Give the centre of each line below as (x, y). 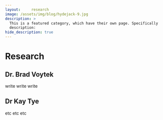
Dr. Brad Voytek (29, 74)
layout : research (27, 10)
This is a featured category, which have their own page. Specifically (84, 23)
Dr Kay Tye (22, 101)
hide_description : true (29, 32)
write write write (21, 86)
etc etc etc (16, 113)
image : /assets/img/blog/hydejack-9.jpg (47, 14)
